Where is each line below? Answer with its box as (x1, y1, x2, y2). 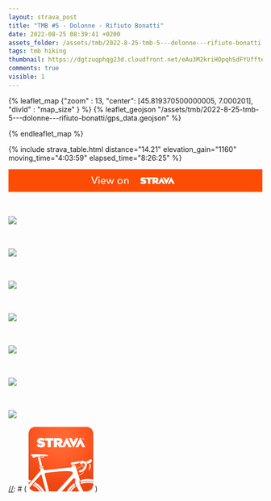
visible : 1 (8, 73, 45, 81)
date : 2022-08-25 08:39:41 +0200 (8, 30, 121, 38)
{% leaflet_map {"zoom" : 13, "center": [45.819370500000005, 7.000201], (8, 95, 254, 105)
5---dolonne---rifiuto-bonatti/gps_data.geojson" (8, 113, 170, 123)
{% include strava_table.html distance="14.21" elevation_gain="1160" (8, 144, 237, 154)
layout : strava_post (8, 13, 78, 21)
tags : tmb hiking (8, 47, 67, 56)
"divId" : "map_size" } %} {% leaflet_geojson (8, 104, 156, 114)
